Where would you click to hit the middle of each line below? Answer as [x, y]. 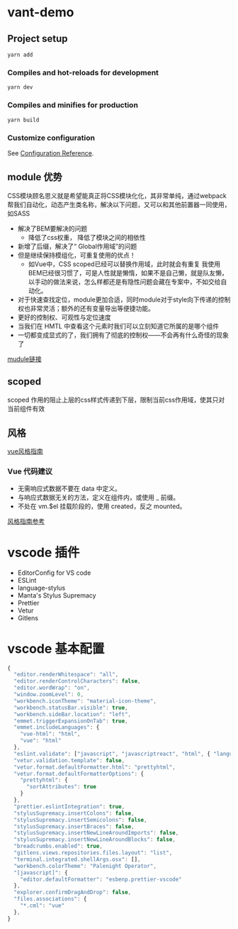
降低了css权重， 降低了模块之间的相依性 [87, 237]
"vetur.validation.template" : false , [69, 760]
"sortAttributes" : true [61, 787]
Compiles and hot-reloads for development [83, 72]
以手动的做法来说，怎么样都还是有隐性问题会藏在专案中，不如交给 [124, 282]
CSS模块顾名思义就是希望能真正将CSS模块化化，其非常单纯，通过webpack [117, 195]
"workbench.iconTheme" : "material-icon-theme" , [85, 701]
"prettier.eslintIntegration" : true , [69, 806]
